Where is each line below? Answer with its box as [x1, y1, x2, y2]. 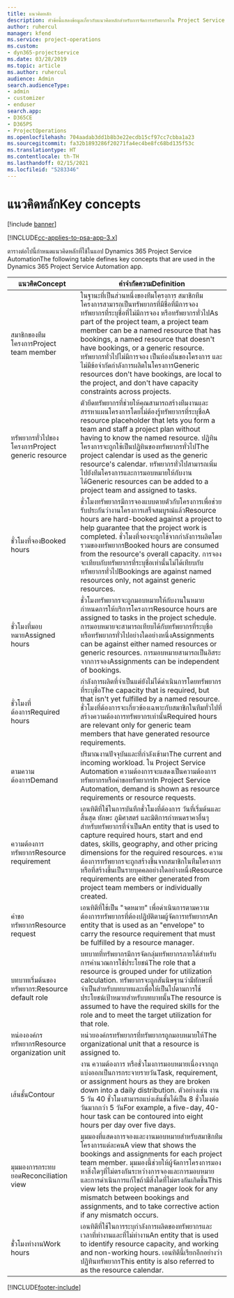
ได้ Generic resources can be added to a [79, 476, 209, 486]
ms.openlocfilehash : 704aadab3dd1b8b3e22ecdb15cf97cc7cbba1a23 [7, 133, 195, 140]
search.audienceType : [7, 82, 70, 89]
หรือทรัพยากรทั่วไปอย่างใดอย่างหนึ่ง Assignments [79, 630, 214, 640]
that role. [79, 1019, 110, 1028]
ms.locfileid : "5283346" [7, 166, 79, 173]
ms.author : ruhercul [7, 68, 68, 75]
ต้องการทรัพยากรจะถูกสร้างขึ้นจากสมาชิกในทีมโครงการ [79, 856, 221, 866]
